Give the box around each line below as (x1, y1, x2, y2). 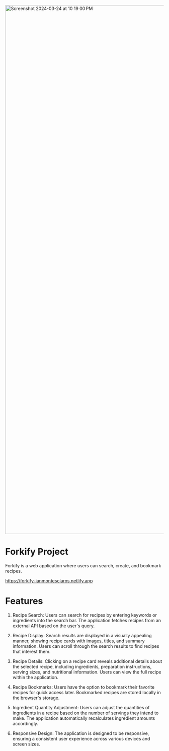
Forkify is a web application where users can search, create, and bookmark (5, 562, 161, 568)
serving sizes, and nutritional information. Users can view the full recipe (12, 669, 161, 675)
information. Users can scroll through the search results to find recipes (12, 643, 159, 649)
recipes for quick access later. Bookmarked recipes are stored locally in (12, 689, 161, 695)
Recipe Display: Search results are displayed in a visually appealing (12, 632, 152, 638)
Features (5, 595, 43, 607)
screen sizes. (12, 741, 40, 747)
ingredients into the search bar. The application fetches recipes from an (12, 617, 161, 623)
